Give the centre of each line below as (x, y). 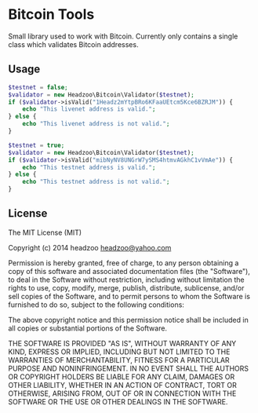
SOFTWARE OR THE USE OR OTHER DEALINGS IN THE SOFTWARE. (118, 401)
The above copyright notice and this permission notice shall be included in (128, 320)
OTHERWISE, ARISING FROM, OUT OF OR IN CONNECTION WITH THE (122, 393)
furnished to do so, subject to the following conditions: (96, 305)
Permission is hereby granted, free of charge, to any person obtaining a (124, 263)
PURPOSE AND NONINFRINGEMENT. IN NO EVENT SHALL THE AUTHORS (129, 368)
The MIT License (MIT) (45, 232)
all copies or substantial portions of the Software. (87, 328)
